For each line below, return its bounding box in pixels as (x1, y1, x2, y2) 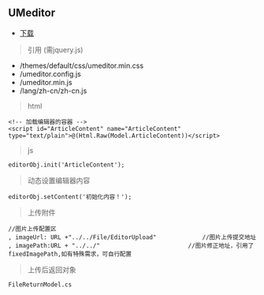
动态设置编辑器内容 (27, 175, 91, 185)
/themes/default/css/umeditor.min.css (19, 61, 144, 70)
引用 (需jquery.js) (27, 45, 84, 54)
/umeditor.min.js (19, 77, 73, 87)
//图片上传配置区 (8, 225, 57, 233)
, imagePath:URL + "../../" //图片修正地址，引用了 (8, 241, 255, 249)
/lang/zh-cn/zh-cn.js (19, 86, 87, 95)
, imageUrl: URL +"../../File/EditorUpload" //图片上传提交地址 (8, 233, 257, 241)
